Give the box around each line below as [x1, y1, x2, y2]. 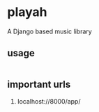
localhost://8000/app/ [17, 97, 81, 105]
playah [7, 4, 47, 20]
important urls [7, 79, 71, 90]
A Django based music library [7, 27, 92, 35]
